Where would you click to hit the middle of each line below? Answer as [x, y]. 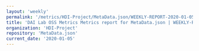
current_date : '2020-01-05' [41, 39]
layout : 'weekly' [28, 11]
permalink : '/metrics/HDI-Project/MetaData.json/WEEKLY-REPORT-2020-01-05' [102, 17]
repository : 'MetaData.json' [42, 33]
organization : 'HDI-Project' [42, 28]
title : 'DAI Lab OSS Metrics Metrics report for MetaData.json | [88, 22]
